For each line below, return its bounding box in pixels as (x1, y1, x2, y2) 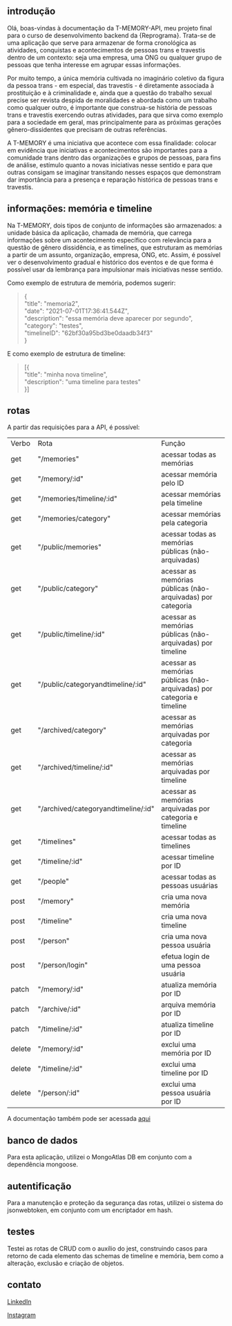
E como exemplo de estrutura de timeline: (7, 349, 126, 358)
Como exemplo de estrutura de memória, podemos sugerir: (7, 278, 176, 287)
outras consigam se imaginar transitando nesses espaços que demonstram (7, 168, 222, 176)
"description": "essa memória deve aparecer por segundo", (23, 314, 193, 322)
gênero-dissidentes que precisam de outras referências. (7, 125, 168, 133)
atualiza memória (161, 981, 217, 990)
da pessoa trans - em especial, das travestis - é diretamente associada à (7, 81, 214, 89)
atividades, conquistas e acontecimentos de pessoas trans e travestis (7, 46, 206, 54)
